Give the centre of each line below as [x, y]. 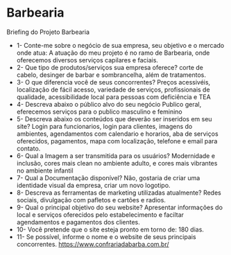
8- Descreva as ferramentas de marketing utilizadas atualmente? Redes [119, 193]
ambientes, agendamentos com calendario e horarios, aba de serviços [118, 134]
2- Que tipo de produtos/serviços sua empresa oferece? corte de [110, 67]
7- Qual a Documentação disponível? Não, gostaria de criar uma [108, 177]
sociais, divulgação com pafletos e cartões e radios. [91, 200]
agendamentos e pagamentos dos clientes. [78, 222]
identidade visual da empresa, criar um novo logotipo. [93, 185]
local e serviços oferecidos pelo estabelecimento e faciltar [100, 214]
